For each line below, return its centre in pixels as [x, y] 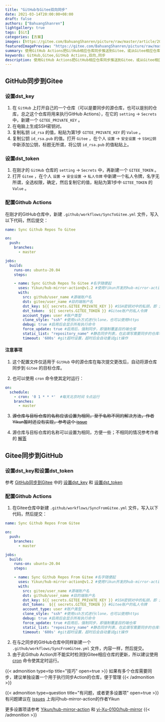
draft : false [18, 19]
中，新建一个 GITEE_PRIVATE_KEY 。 [47, 120]
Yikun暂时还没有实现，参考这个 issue [50, 422]
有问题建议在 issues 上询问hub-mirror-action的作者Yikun [62, 699]
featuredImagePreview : [28, 46]
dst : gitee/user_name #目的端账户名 [58, 302]
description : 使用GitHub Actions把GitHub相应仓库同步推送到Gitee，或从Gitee [80, 60]
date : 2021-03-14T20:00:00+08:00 [39, 14]
